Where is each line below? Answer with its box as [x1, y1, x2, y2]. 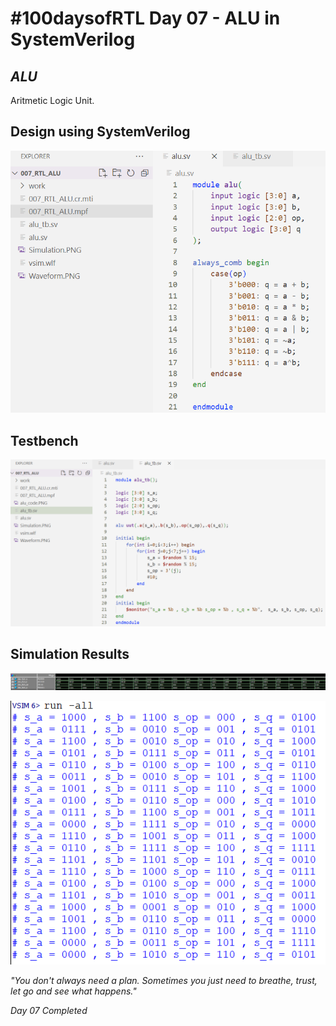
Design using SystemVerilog [10, 123, 191, 141]
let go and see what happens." [10, 985, 137, 997]
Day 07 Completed [10, 1004, 88, 1016]
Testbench [10, 432, 79, 449]
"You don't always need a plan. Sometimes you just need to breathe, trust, [10, 974, 318, 986]
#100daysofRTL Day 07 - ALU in [10, 7, 281, 30]
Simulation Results [10, 646, 130, 663]
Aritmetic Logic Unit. [10, 95, 95, 106]
